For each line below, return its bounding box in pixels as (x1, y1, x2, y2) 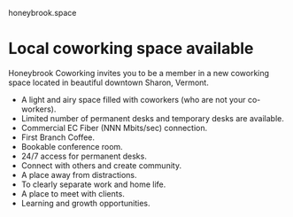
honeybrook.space (8, 8, 77, 18)
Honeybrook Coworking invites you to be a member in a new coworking (8, 67, 270, 78)
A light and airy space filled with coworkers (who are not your (20, 94, 246, 105)
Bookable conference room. (20, 141, 123, 151)
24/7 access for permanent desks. (20, 151, 147, 161)
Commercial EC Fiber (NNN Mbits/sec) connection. (20, 122, 208, 133)
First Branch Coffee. (20, 132, 95, 143)
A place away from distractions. (20, 169, 138, 180)
